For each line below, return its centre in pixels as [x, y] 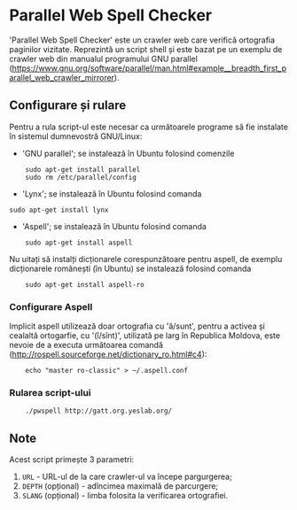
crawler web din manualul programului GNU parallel [103, 58]
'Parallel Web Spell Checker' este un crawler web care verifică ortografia [142, 40]
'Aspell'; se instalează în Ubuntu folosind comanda [114, 226]
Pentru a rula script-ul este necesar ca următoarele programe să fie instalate [148, 127]
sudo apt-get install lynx [59, 210]
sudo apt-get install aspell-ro [85, 284]
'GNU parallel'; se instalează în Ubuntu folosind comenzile [128, 153]
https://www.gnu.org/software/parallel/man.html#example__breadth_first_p [149, 68]
